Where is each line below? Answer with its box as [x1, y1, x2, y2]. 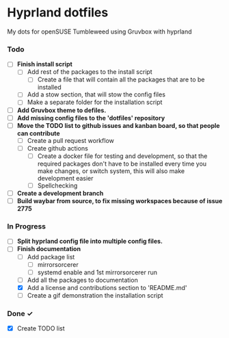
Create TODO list [16, 324, 65, 333]
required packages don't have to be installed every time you [37, 159, 207, 168]
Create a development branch [16, 189, 104, 197]
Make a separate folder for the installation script [27, 98, 163, 107]
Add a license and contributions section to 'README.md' [27, 283, 187, 291]
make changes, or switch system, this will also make [37, 166, 185, 175]
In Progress [7, 222, 46, 231]
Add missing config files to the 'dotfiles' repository [16, 114, 165, 122]
